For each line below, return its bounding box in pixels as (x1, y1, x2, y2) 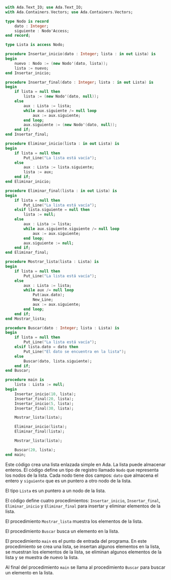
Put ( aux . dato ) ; (32, 293, 65, 298)
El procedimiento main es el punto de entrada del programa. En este (5, 538, 147, 544)
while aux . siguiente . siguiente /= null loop (23, 226, 120, 231)
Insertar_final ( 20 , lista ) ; (14, 396, 74, 401)
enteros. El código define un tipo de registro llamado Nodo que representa (5, 467, 159, 473)
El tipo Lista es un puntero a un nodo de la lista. (5, 488, 106, 494)
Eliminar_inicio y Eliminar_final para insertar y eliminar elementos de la (5, 503, 161, 509)
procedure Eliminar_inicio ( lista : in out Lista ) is (5, 141, 120, 146)
